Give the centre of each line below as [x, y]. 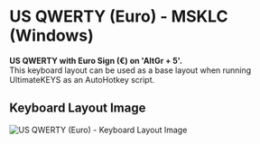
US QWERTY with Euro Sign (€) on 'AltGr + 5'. [96, 60]
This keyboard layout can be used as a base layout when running [130, 70]
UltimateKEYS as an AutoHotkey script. [82, 79]
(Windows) [52, 36]
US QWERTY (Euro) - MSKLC [119, 17]
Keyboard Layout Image [78, 108]
